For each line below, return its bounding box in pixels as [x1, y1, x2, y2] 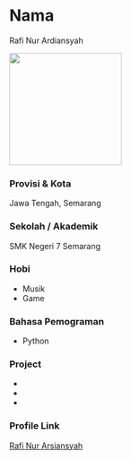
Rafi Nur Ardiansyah [9, 35, 83, 46]
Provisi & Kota [9, 177, 72, 189]
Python [22, 335, 49, 346]
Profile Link [9, 420, 60, 432]
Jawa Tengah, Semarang [9, 198, 101, 209]
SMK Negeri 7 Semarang [9, 240, 101, 251]
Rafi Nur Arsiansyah [9, 440, 83, 451]
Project [9, 358, 42, 370]
